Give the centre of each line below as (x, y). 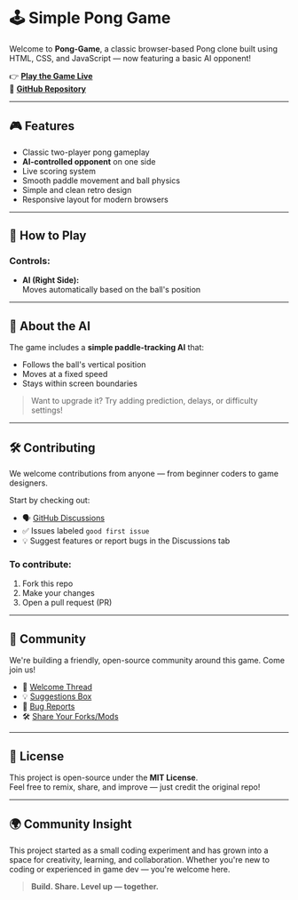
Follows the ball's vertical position (84, 365)
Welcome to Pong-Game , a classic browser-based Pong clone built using (143, 48)
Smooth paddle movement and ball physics (101, 181)
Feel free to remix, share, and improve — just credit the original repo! (135, 787)
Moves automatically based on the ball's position (111, 290)
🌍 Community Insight (71, 824)
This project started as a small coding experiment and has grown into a (139, 850)
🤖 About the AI (50, 326)
